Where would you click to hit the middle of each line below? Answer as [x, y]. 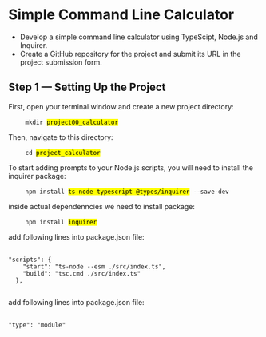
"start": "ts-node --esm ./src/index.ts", [94, 266]
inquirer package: [37, 176]
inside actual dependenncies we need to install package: [102, 206]
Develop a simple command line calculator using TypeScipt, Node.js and [139, 37]
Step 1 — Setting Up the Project [87, 87]
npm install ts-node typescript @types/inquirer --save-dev [127, 192]
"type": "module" [37, 325]
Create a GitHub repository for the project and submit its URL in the [130, 54]
